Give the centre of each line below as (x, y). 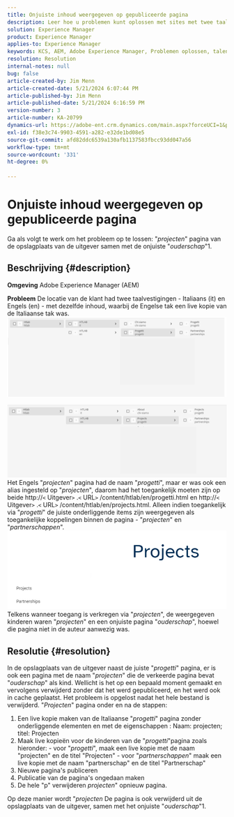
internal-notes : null (39, 66)
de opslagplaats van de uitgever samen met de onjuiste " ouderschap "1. (110, 246)
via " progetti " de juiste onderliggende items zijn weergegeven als (101, 512)
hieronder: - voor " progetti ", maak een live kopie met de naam (106, 748)
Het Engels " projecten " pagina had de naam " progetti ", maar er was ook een (117, 483)
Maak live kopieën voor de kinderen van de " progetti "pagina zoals (112, 740)
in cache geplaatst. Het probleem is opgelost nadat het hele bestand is (109, 697)
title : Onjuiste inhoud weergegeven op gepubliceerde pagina (98, 15)
